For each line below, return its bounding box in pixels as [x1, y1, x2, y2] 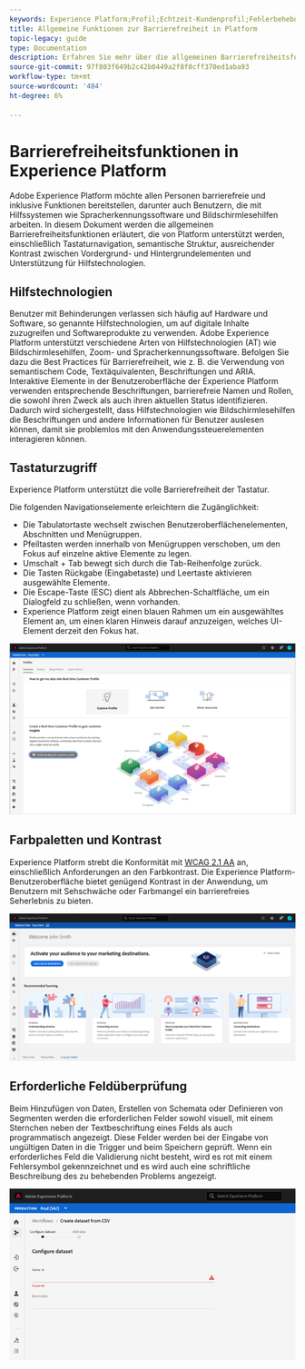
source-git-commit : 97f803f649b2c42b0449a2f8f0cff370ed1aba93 [9, 63, 250, 72]
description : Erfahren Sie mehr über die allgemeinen [9, 53, 218, 63]
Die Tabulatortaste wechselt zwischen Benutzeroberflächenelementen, [22, 519, 289, 530]
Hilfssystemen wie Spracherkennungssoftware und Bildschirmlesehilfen [9, 210, 279, 221]
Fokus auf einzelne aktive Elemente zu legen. [22, 548, 192, 559]
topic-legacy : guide [9, 34, 88, 43]
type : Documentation [9, 44, 88, 53]
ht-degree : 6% [9, 91, 64, 100]
